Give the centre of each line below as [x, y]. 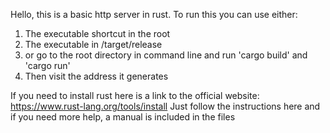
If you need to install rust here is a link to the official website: [135, 95]
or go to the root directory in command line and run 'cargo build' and [166, 55]
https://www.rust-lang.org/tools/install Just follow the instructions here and [165, 106]
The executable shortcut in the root [97, 33]
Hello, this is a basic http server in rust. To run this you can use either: [154, 14]
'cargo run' [47, 65]
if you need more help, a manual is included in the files [123, 117]
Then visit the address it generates [96, 76]
